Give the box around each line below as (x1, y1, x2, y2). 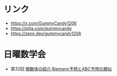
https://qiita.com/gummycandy (10, 25, 72, 31)
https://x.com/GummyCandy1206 (10, 20, 77, 26)
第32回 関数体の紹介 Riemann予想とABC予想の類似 (10, 66, 112, 72)
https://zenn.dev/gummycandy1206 (10, 30, 81, 36)
